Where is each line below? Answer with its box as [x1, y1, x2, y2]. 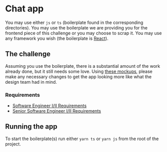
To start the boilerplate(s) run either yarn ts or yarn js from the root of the [5, 136, 159, 142]
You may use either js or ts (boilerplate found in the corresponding [5, 19, 144, 25]
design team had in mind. [5, 79, 57, 85]
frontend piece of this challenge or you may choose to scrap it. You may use [5, 30, 162, 36]
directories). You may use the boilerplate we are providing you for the [5, 24, 148, 30]
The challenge [5, 50, 51, 58]
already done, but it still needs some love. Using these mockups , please [5, 68, 153, 74]
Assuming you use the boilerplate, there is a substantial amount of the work [5, 63, 161, 69]
